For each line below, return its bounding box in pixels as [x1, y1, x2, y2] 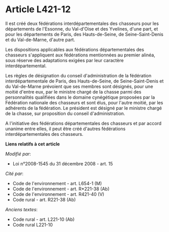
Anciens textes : [5, 206, 38, 212]
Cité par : [5, 170, 24, 177]
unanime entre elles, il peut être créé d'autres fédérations [5, 126, 126, 132]
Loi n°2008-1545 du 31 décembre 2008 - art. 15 [12, 160, 113, 166]
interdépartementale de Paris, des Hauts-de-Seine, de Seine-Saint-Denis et [5, 78, 164, 84]
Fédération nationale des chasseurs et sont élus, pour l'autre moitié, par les [5, 99, 163, 105]
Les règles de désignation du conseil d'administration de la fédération [5, 72, 152, 78]
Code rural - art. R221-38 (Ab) [12, 196, 76, 202]
